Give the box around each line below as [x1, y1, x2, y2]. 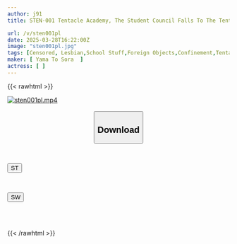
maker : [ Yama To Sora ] [7, 56, 83, 64]
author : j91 [7, 10, 42, 18]
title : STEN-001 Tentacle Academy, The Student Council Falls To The [7, 17, 217, 24]
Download [97, 124, 140, 135]
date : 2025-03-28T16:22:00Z [7, 36, 90, 43]
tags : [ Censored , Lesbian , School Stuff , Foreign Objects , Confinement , [7, 50, 217, 57]
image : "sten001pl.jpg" [7, 43, 78, 50]
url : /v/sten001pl [7, 30, 61, 37]
